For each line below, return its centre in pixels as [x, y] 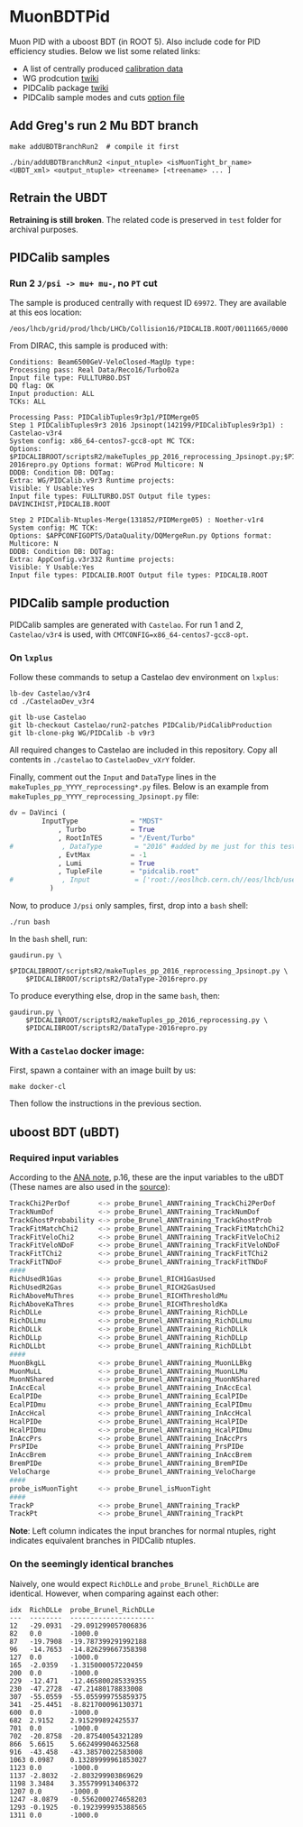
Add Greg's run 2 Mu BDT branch [104, 126]
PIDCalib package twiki [65, 88]
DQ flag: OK [32, 386]
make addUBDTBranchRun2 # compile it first [94, 146]
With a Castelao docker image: [77, 1051]
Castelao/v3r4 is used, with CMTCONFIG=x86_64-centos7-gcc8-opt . [129, 634]
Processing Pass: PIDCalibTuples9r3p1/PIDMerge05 [105, 418]
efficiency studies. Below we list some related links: [105, 51]
